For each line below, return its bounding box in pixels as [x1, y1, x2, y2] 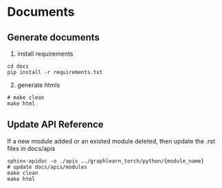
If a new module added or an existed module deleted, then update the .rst [7, 137, 215, 145]
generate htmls [16, 81, 60, 89]
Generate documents [7, 32, 100, 43]
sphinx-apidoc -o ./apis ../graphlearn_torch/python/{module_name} [7, 157, 205, 165]
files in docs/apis [7, 144, 56, 152]
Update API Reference [7, 119, 104, 130]
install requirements [16, 49, 74, 58]
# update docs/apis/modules [7, 163, 88, 170]
